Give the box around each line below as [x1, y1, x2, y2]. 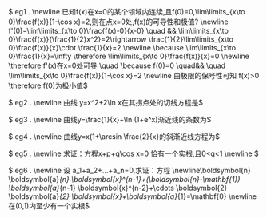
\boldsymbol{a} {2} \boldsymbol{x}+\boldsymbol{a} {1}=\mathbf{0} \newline [8, 192, 257, 201]
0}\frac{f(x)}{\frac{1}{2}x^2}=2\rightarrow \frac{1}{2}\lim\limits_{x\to [8, 34, 234, 44]
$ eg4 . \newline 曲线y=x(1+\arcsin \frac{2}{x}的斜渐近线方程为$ [8, 132, 220, 141]
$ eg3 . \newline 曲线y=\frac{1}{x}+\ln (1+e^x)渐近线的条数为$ [8, 115, 212, 124]
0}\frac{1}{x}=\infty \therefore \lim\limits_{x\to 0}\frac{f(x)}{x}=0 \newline [8, 51, 249, 61]
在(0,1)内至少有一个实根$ [8, 201, 90, 210]
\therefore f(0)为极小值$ [8, 81, 88, 90]
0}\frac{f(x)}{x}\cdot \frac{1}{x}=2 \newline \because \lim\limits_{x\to [8, 43, 237, 52]
